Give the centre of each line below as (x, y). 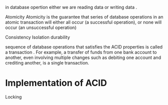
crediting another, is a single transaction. (47, 63)
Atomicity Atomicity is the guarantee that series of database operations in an (84, 17)
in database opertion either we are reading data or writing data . (71, 7)
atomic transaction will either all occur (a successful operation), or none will (83, 22)
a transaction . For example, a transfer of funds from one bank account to (81, 52)
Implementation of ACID (56, 83)
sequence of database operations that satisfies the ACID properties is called (84, 47)
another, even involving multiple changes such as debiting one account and (83, 57)
